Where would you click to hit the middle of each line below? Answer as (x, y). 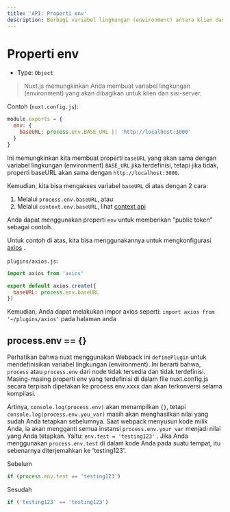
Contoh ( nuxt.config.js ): (43, 106)
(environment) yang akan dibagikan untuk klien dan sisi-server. (113, 93)
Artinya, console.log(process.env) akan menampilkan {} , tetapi (97, 407)
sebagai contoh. (30, 226)
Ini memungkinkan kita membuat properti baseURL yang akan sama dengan (112, 158)
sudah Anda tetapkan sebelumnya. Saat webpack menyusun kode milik (107, 421)
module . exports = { (35, 119)
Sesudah (20, 489)
